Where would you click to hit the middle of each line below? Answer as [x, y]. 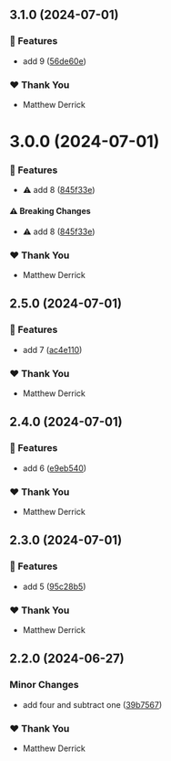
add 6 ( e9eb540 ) [55, 468]
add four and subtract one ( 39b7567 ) [92, 704]
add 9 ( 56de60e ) [54, 61]
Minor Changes [44, 685]
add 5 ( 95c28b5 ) [54, 586]
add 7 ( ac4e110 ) [52, 349]
